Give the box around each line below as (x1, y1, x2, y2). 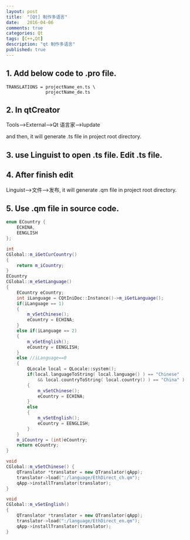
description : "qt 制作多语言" (6, 42, 76, 47)
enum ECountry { (6, 219, 46, 225)
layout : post (6, 8, 38, 15)
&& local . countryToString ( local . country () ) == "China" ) (37, 376, 185, 383)
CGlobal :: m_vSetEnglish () (6, 502, 69, 508)
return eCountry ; (16, 442, 59, 449)
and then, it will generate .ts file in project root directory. (6, 133, 142, 140)
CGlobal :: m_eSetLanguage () (6, 279, 72, 285)
